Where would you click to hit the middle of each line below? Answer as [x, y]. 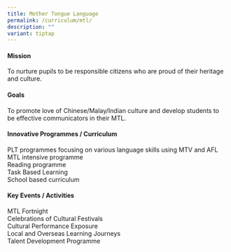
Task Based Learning [38, 172]
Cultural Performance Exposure [52, 226]
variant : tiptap [31, 33]
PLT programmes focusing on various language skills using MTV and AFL [113, 150]
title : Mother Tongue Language [53, 14]
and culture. [24, 79]
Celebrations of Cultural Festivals [55, 219]
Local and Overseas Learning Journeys [64, 234]
